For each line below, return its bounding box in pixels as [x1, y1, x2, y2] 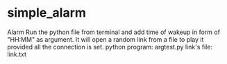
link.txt [7, 50, 26, 58]
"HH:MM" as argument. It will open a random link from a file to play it [7, 35, 204, 43]
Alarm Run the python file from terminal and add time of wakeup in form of [7, 28, 221, 36]
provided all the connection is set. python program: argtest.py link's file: [7, 42, 213, 51]
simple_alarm [7, 5, 87, 21]
